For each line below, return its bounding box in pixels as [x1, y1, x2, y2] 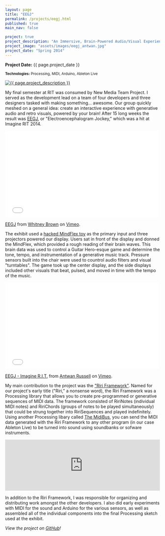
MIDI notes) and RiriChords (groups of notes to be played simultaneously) [5, 403, 154, 409]
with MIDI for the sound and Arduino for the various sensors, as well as [5, 505, 149, 511]
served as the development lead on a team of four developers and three [5, 95, 151, 100]
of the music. [5, 272, 32, 278]
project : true [5, 34, 34, 39]
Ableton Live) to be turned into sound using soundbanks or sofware [5, 424, 142, 430]
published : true [5, 21, 38, 26]
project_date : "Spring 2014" [5, 48, 65, 53]
